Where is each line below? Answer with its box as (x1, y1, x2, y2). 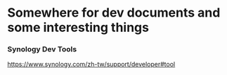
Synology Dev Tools (7, 44, 77, 54)
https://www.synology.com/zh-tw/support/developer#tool (7, 60, 176, 69)
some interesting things (7, 19, 150, 35)
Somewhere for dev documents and (7, 5, 221, 21)
